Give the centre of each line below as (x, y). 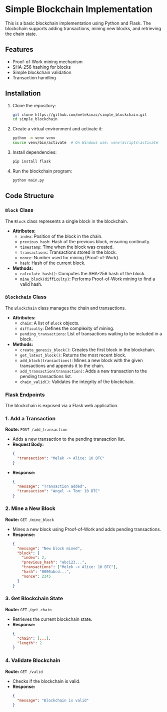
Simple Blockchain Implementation (79, 9)
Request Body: (28, 444)
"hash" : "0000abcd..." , (46, 572)
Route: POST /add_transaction (36, 429)
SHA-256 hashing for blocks (41, 67)
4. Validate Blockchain (33, 660)
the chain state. (21, 34)
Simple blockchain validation (42, 72)
